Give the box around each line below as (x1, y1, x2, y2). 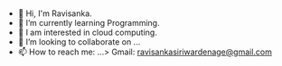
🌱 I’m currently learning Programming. (17, 17, 160, 28)
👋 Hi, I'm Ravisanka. (17, 8, 92, 19)
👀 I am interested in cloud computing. (17, 27, 158, 37)
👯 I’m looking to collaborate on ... (17, 36, 141, 47)
